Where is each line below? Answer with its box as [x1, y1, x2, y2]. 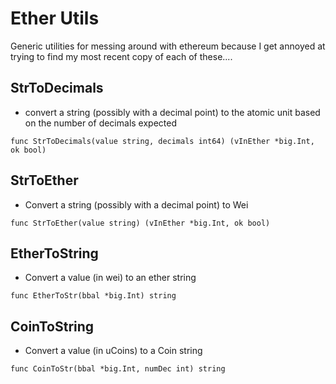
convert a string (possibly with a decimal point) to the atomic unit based [24, 106, 321, 118]
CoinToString [10, 318, 95, 335]
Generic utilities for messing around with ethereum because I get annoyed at [10, 40, 326, 52]
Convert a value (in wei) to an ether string [24, 272, 197, 284]
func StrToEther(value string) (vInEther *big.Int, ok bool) [10, 218, 271, 228]
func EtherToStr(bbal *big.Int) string [10, 291, 177, 301]
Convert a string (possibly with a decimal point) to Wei [24, 198, 249, 211]
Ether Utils [10, 7, 100, 30]
